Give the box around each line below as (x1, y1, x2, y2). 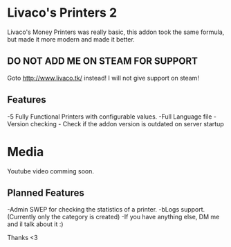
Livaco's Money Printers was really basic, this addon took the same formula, (7, 28, 225, 36)
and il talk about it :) (7, 220, 64, 228)
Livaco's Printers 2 (7, 5, 118, 21)
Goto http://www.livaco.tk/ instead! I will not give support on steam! (7, 74, 199, 82)
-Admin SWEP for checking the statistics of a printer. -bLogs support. (7, 205, 205, 214)
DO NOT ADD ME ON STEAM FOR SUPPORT (7, 56, 198, 67)
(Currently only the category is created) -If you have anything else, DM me (7, 213, 220, 221)
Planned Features (7, 187, 85, 198)
